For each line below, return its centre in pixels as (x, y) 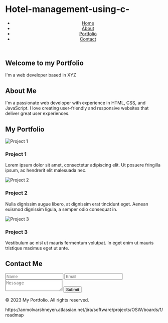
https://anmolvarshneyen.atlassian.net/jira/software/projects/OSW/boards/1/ (84, 309)
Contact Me (24, 264)
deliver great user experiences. (37, 113)
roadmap (15, 315)
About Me (21, 91)
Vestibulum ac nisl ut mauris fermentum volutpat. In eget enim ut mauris (79, 242)
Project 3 (17, 232)
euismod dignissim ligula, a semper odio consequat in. (61, 209)
